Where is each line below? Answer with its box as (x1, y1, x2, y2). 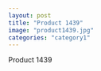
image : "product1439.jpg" (8, 26, 94, 34)
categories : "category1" (8, 33, 91, 42)
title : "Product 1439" (8, 19, 84, 27)
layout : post (8, 11, 52, 20)
